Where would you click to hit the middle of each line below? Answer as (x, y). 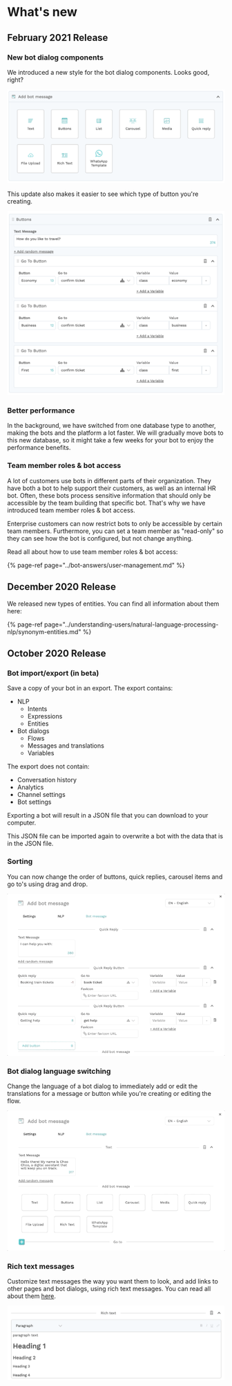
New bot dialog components (55, 57)
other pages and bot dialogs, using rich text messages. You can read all (109, 1289)
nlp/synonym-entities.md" (44, 631)
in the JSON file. (30, 844)
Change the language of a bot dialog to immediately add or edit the (103, 1086)
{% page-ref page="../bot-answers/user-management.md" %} (96, 565)
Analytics (30, 787)
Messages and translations (66, 746)
